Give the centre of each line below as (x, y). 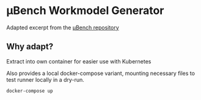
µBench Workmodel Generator (85, 11)
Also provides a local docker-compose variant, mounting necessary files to (101, 73)
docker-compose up (30, 91)
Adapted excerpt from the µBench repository (63, 27)
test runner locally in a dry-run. (45, 79)
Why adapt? (30, 47)
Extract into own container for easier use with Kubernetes (79, 61)
